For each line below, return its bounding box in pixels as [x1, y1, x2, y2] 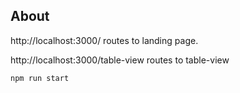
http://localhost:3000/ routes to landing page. [10, 34, 199, 46]
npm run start [10, 73, 70, 83]
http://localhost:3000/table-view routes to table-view [10, 54, 230, 66]
